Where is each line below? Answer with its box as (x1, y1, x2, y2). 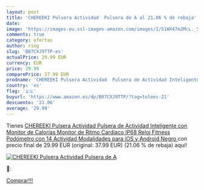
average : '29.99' (6, 105, 50, 111)
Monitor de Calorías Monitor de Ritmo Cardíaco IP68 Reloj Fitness (6, 128, 171, 136)
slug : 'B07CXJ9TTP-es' (6, 49, 64, 55)
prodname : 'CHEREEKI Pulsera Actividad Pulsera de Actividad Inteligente (6, 77, 200, 83)
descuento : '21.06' (6, 99, 56, 105)
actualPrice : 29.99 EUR (6, 54, 67, 60)
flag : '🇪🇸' (6, 88, 36, 94)
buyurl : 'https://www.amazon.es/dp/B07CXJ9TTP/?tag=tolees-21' (6, 94, 170, 100)
